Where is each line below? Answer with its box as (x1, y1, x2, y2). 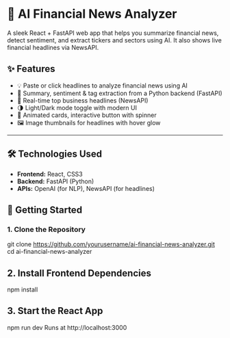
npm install (7, 285, 38, 294)
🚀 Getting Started (7, 204, 83, 216)
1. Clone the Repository (7, 224, 86, 234)
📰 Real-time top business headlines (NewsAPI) (16, 96, 149, 105)
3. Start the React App (7, 305, 103, 317)
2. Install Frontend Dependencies (7, 267, 152, 279)
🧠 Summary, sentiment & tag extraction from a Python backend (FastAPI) (16, 89, 222, 97)
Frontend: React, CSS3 (16, 170, 84, 178)
